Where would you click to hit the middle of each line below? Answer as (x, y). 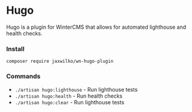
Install (16, 49)
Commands (23, 77)
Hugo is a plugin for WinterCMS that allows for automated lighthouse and (96, 27)
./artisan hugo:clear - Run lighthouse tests (69, 102)
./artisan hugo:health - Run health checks (68, 96)
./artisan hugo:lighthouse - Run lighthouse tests (76, 89)
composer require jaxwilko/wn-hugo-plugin (60, 61)
